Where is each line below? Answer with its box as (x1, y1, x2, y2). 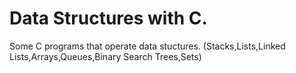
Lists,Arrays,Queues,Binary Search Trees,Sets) (9, 50, 202, 62)
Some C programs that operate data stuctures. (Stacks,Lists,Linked (9, 40, 286, 52)
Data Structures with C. (9, 7, 208, 30)
